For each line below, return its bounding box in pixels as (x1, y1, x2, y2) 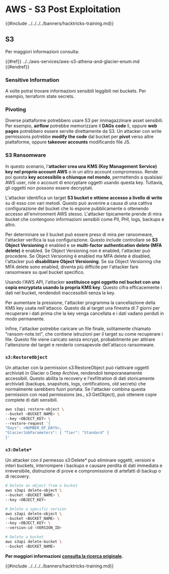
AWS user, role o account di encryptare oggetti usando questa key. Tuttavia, (5, 179, 163, 186)
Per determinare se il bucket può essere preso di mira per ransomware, (5, 231, 153, 237)
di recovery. (5, 473, 30, 480)
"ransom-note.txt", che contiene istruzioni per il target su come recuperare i (5, 331, 163, 337)
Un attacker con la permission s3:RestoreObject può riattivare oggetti (5, 364, 150, 371)
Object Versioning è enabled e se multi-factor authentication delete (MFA (5, 242, 162, 248)
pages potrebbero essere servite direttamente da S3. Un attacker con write (5, 128, 162, 134)
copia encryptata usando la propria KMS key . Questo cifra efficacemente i (5, 284, 162, 290)
